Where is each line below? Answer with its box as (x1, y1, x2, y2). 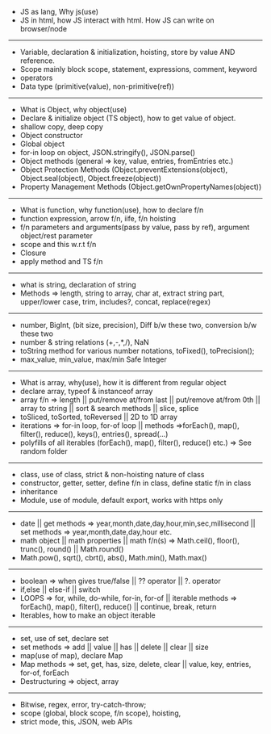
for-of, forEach (19, 668, 70, 677)
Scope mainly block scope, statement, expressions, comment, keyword (19, 65, 257, 73)
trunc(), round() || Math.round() (19, 544, 124, 554)
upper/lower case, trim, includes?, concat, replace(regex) (19, 297, 211, 306)
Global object (19, 139, 65, 149)
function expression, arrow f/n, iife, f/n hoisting (19, 214, 177, 223)
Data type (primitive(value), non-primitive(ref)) (19, 82, 175, 91)
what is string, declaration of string (19, 280, 137, 289)
